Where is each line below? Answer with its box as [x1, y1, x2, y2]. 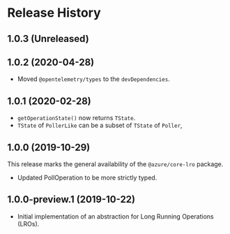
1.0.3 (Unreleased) [7, 33, 89, 45]
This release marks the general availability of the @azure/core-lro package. [7, 160, 224, 168]
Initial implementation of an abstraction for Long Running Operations [17, 212, 214, 221]
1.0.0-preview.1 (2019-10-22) [7, 193, 136, 205]
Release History [7, 5, 101, 21]
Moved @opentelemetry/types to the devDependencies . [17, 75, 171, 83]
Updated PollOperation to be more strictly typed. [17, 173, 158, 182]
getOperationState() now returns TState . [17, 114, 136, 122]
